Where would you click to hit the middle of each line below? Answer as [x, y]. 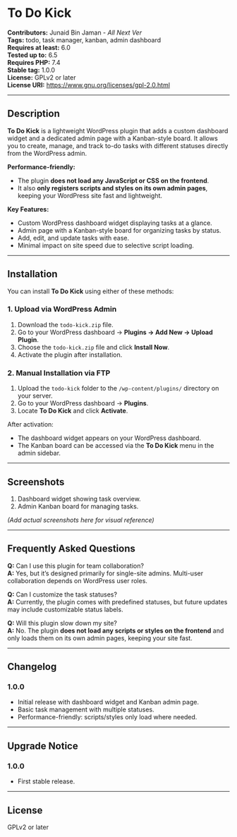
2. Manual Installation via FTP [59, 373]
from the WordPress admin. [47, 153]
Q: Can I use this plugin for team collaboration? [76, 566]
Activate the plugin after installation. [70, 355]
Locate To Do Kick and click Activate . [73, 411]
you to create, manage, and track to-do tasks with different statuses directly [118, 145]
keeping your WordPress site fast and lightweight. [90, 195]
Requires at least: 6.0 [39, 47]
